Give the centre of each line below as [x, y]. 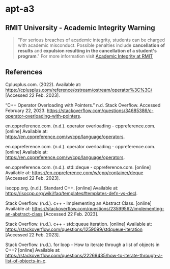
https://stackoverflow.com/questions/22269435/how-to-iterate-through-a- [84, 255]
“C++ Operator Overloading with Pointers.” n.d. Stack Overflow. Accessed [83, 105]
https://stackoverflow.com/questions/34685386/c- [100, 111]
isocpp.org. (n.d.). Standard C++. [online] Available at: [62, 188]
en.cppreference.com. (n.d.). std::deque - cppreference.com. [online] [78, 167]
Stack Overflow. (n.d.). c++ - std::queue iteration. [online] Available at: [79, 224]
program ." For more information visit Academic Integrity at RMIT [85, 56]
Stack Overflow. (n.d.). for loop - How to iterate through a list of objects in [82, 245]
